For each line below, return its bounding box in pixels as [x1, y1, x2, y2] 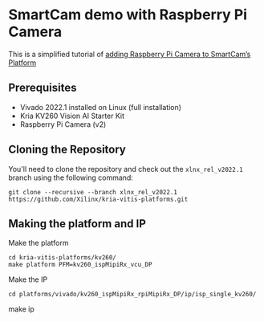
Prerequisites [8, 81, 77, 95]
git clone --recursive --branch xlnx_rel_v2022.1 [8, 188, 178, 196]
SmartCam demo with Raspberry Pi [8, 6, 247, 24]
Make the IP [8, 275, 48, 284]
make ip [8, 304, 35, 314]
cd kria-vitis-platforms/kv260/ [8, 254, 116, 262]
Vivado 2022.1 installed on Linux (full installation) [19, 102, 182, 112]
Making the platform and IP [8, 217, 146, 230]
